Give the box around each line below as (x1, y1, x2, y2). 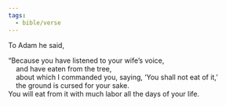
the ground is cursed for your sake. (15, 80, 129, 90)
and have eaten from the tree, (15, 64, 112, 73)
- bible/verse (15, 19, 61, 27)
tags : (8, 11, 26, 20)
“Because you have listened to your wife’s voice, (8, 56, 165, 65)
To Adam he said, (8, 40, 65, 49)
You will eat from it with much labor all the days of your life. (8, 89, 200, 98)
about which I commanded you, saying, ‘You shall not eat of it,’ (15, 72, 218, 82)
